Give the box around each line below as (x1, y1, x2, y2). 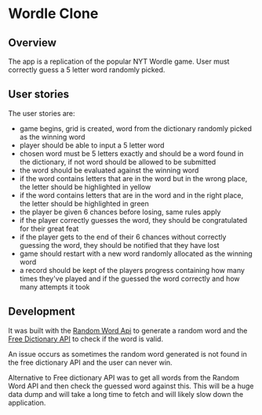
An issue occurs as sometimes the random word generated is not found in (8, 349, 247, 359)
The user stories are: (8, 108, 76, 118)
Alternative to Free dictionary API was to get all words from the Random (8, 373, 240, 382)
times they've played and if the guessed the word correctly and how (19, 274, 241, 283)
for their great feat (19, 224, 79, 233)
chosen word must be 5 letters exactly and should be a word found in (19, 148, 244, 158)
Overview (8, 36, 57, 49)
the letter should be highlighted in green (19, 198, 149, 208)
